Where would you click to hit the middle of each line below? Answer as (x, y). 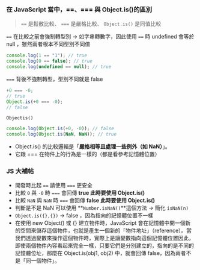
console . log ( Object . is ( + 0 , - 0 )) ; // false (60, 129)
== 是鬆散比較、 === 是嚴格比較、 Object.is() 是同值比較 (91, 24)
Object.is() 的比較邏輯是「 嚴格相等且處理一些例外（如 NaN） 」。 (92, 146)
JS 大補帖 (20, 171)
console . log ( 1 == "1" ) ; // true (47, 55)
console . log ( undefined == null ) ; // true (59, 67)
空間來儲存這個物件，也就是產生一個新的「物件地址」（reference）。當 (106, 231)
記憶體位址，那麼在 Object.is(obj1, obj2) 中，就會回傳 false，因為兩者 (100, 253)
